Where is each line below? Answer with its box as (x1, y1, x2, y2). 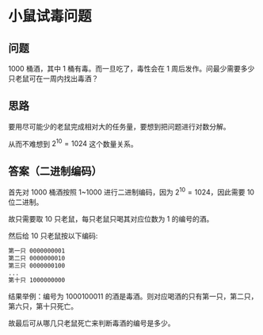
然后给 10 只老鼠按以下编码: (8, 231, 98, 241)
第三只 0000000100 (8, 261, 66, 270)
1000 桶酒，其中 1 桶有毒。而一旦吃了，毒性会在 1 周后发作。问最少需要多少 (8, 64, 255, 73)
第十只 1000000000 (8, 276, 66, 284)
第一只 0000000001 (8, 247, 66, 255)
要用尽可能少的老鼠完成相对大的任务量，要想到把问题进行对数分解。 (8, 121, 231, 131)
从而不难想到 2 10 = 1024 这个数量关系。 (8, 137, 139, 148)
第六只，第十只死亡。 (8, 302, 78, 311)
